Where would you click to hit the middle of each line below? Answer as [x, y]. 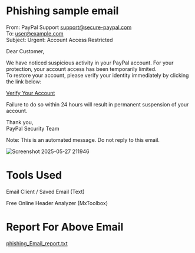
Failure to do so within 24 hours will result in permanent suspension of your [97, 104]
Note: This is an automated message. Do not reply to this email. [83, 140]
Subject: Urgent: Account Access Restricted [60, 40]
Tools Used [34, 175]
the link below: [24, 82]
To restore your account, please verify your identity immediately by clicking [97, 75]
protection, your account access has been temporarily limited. [81, 69]
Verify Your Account [31, 93]
